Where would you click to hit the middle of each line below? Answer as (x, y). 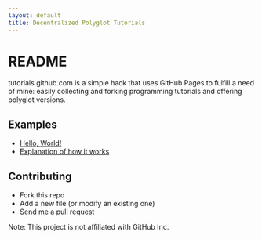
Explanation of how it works (64, 152)
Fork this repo (42, 195)
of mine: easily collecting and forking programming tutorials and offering (125, 92)
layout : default (35, 15)
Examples (33, 124)
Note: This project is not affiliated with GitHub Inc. (89, 227)
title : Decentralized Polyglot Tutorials (77, 23)
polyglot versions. (37, 100)
